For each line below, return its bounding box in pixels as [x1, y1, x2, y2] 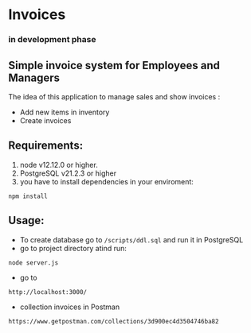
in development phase [8, 34, 96, 45]
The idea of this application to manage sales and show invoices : [8, 91, 221, 101]
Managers [8, 71, 61, 84]
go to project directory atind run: [19, 243, 127, 253]
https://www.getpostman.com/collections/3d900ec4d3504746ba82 [8, 317, 219, 325]
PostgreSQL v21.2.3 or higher [19, 168, 117, 178]
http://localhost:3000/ [8, 288, 88, 296]
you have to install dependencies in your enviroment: [19, 176, 194, 186]
